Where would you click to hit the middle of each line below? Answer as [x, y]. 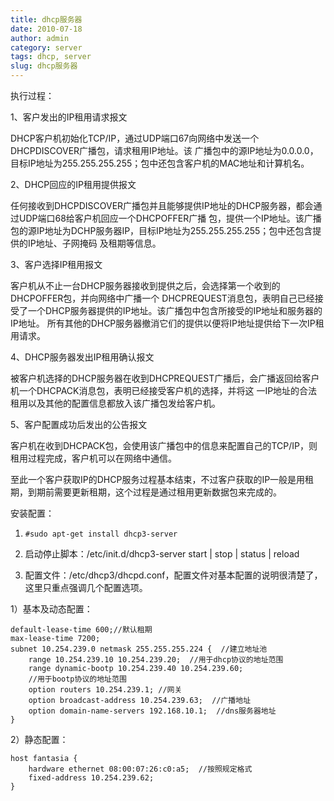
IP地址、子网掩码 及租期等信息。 [94, 243]
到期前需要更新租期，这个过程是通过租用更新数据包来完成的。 [154, 492]
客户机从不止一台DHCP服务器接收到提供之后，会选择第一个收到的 [145, 285]
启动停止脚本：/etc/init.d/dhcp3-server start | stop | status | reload [162, 554]
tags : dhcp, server [51, 57]
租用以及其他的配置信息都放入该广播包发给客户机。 [115, 403]
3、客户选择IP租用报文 [56, 264]
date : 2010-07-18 [46, 29]
